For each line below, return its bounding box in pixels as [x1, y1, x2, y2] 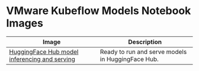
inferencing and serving [9, 55, 75, 63]
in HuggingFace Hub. [99, 55, 159, 63]
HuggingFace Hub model [9, 48, 79, 56]
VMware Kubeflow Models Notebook [6, 4, 191, 18]
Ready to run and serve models [99, 48, 187, 56]
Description [128, 38, 162, 46]
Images [6, 16, 43, 30]
